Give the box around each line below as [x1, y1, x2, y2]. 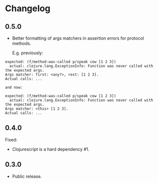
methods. [12, 41, 32, 46]
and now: [5, 85, 23, 90]
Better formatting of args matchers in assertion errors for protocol [12, 35, 144, 41]
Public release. [12, 173, 42, 179]
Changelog [5, 3, 51, 14]
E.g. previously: [12, 50, 43, 56]
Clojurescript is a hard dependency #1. [12, 146, 90, 152]
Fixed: [5, 137, 18, 142]
